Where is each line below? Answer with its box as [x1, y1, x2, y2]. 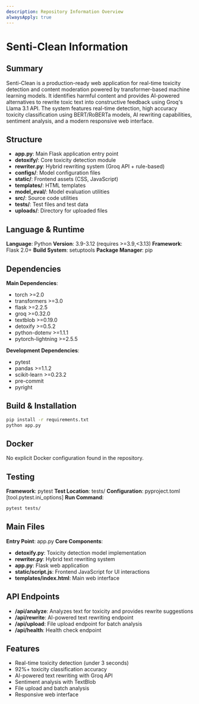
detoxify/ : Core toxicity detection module [14, 157, 116, 164]
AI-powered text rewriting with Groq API [14, 672, 113, 679]
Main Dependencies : [6, 279, 58, 286]
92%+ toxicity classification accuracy [14, 666, 107, 673]
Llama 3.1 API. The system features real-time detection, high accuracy [6, 105, 178, 112]
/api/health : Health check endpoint [14, 626, 102, 634]
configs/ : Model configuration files [14, 169, 101, 176]
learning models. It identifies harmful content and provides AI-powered [6, 92, 180, 99]
